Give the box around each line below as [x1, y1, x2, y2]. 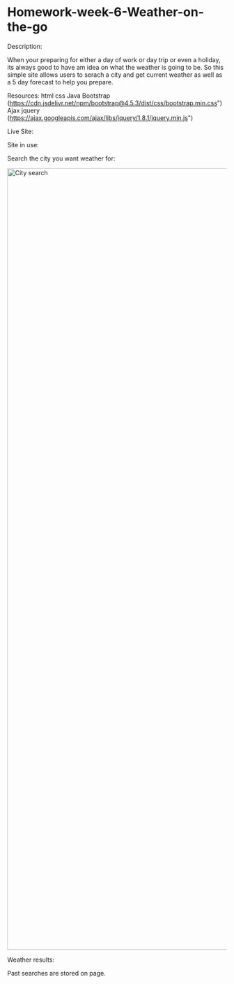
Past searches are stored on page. [7, 969, 106, 977]
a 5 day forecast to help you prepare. [7, 77, 114, 86]
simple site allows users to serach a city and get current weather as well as [7, 70, 223, 79]
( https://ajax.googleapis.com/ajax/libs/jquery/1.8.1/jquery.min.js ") [7, 113, 194, 122]
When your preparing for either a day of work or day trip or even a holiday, [7, 55, 221, 64]
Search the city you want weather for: [7, 154, 116, 163]
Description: [7, 42, 42, 50]
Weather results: [7, 955, 54, 964]
